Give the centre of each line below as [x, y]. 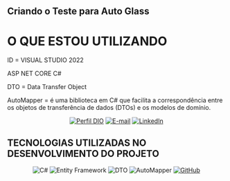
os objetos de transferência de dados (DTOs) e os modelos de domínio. [109, 108]
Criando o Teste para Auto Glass [79, 11]
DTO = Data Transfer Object [47, 87]
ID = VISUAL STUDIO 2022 [46, 60]
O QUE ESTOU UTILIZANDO [87, 41]
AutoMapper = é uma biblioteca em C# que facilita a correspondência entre [115, 100]
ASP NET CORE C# [34, 74]
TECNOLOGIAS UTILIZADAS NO [77, 143]
